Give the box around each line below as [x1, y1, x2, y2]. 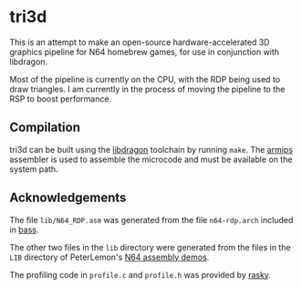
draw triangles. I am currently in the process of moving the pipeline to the [9, 83, 286, 94]
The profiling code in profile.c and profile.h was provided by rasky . [9, 269, 272, 280]
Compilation [9, 120, 80, 135]
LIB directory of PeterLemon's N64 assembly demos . [9, 252, 210, 262]
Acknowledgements [9, 190, 127, 206]
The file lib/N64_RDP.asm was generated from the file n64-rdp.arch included [9, 214, 294, 225]
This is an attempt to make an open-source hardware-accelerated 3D [9, 37, 270, 48]
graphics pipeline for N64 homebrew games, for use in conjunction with [9, 46, 280, 57]
